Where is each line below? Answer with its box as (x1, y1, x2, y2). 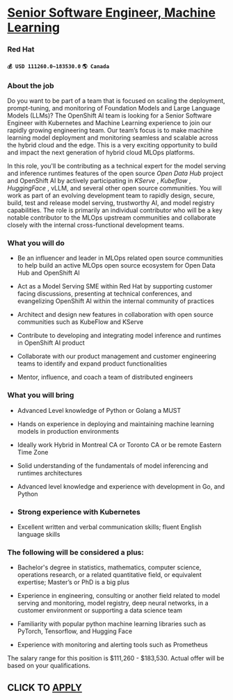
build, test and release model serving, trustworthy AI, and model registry (7, 199, 215, 206)
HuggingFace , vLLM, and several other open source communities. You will (7, 184, 223, 192)
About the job (7, 81, 54, 90)
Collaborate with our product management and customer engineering (17, 352, 217, 361)
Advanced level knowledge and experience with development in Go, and (17, 482, 225, 491)
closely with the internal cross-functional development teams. (7, 221, 184, 229)
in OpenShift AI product (17, 339, 85, 347)
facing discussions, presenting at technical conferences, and (17, 290, 193, 298)
